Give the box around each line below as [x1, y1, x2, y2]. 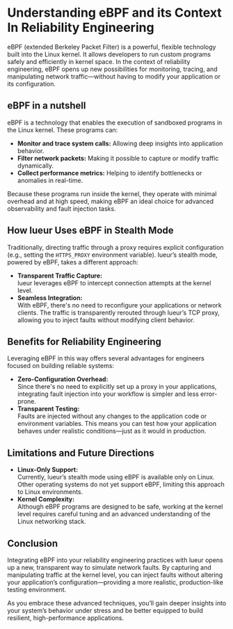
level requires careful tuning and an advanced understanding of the [17, 510, 211, 518]
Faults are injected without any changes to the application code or [17, 412, 207, 420]
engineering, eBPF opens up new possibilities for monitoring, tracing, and [7, 65, 218, 73]
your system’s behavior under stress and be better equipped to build [7, 607, 204, 614]
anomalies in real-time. [17, 176, 83, 184]
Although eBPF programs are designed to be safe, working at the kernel [17, 502, 223, 511]
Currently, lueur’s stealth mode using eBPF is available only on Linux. [17, 473, 215, 481]
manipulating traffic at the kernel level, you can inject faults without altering [7, 571, 223, 579]
